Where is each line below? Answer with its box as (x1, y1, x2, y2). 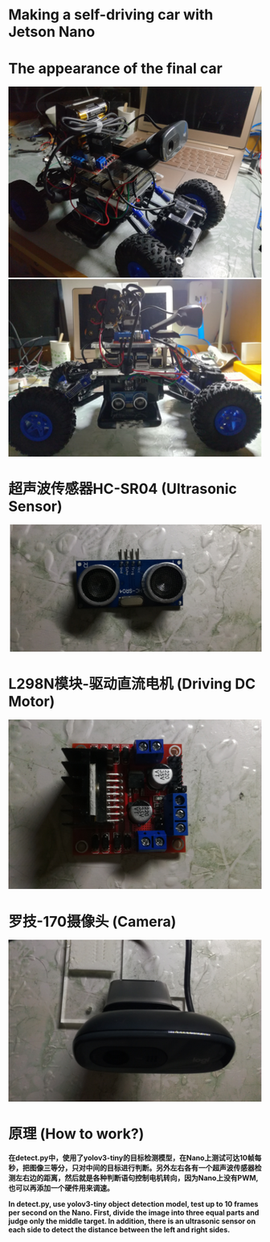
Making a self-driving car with (8, 6, 214, 24)
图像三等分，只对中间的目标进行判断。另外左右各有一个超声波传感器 (29, 1163, 255, 1173)
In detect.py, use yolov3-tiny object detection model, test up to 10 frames (8, 1199, 259, 1209)
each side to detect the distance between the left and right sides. (8, 1225, 231, 1235)
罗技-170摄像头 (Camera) (8, 912, 177, 931)
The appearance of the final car (8, 60, 223, 78)
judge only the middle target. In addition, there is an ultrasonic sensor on (8, 1216, 256, 1226)
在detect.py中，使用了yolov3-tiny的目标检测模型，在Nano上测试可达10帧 (8, 1153, 255, 1163)
